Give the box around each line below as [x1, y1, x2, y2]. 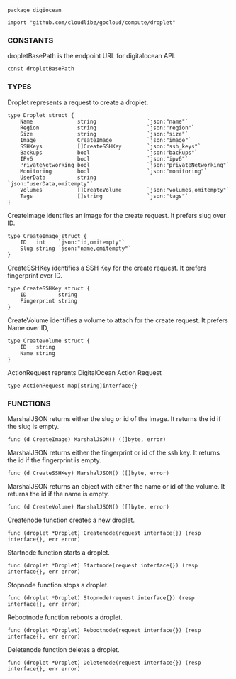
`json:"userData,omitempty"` [7, 180, 94, 188]
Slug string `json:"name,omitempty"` [20, 245, 132, 252]
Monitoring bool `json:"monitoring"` [20, 168, 208, 175]
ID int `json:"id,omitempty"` [20, 239, 125, 246]
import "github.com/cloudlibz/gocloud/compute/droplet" [7, 19, 176, 26]
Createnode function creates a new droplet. [7, 516, 135, 524]
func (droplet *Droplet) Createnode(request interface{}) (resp [7, 529, 201, 536]
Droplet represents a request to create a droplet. [7, 98, 149, 107]
